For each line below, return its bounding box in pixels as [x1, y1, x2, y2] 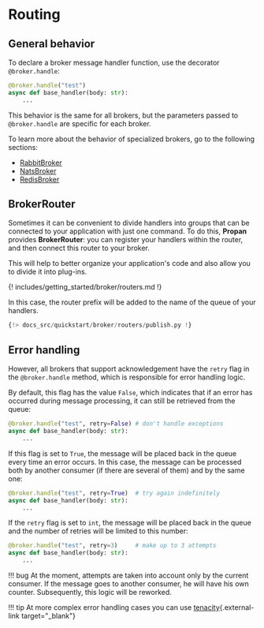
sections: [8, 142, 38, 151]
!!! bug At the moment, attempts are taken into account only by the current [8, 570, 249, 580]
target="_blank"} [20, 611, 76, 620]
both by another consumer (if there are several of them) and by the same [8, 465, 246, 475]
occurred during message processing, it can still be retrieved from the [8, 396, 236, 406]
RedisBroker [19, 174, 60, 184]
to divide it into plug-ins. [8, 267, 87, 277]
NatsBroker [19, 166, 57, 175]
